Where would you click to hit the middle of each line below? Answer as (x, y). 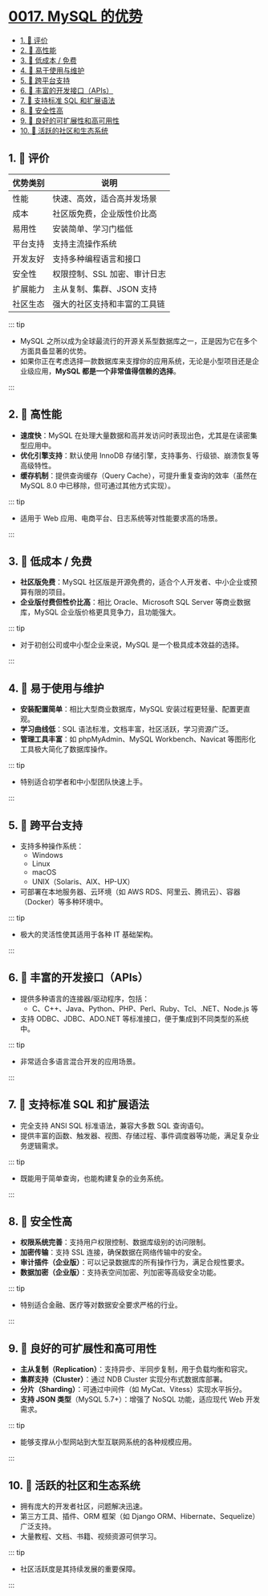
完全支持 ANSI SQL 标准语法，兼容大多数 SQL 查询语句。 (114, 1125)
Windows (47, 855)
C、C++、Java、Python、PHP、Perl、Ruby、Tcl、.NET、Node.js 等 (145, 1008)
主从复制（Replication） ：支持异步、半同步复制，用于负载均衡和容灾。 (136, 1369)
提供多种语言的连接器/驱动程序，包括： (85, 998)
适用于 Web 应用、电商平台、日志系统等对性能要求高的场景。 (121, 518)
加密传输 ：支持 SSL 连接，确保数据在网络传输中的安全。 (113, 1252)
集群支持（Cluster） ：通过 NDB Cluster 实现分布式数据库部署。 (123, 1379)
